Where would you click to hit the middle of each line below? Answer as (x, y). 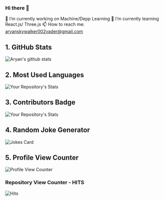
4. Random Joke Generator (48, 130)
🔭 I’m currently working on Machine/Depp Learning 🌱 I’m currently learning (82, 19)
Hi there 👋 (17, 8)
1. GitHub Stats (29, 47)
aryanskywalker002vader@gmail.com (44, 31)
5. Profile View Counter (42, 157)
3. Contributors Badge (40, 102)
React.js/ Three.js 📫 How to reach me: (45, 24)
